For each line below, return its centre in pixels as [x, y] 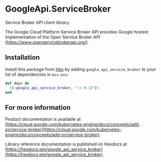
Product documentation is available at [43, 119]
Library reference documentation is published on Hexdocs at [66, 144]
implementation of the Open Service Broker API [53, 37]
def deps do [17, 83]
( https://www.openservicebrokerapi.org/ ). [47, 42]
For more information [38, 107]
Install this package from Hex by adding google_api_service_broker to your [80, 69]
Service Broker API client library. [38, 22]
